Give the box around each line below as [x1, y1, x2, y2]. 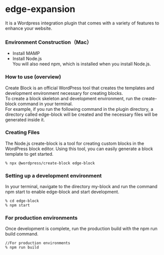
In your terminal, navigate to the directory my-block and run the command [5, 184, 157, 190]
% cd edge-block [5, 199, 39, 204]
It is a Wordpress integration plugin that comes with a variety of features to [5, 20, 159, 26]
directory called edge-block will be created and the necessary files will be [5, 111, 158, 117]
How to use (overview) [5, 73, 61, 80]
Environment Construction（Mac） [5, 38, 92, 45]
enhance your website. [5, 25, 52, 31]
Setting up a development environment [5, 172, 102, 179]
